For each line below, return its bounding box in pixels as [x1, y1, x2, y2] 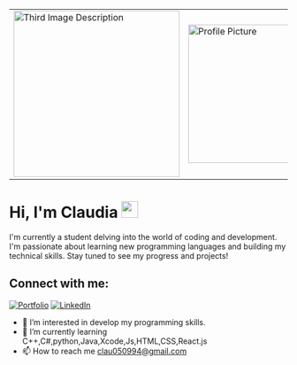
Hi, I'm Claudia [9, 203, 118, 222]
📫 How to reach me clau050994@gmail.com [21, 346, 187, 356]
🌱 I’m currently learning [21, 326, 108, 337]
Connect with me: [9, 276, 110, 291]
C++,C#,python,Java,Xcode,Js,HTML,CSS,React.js [21, 336, 208, 346]
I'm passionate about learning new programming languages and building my [9, 241, 286, 252]
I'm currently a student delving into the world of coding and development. [9, 231, 278, 242]
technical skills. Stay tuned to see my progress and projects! [9, 250, 229, 260]
